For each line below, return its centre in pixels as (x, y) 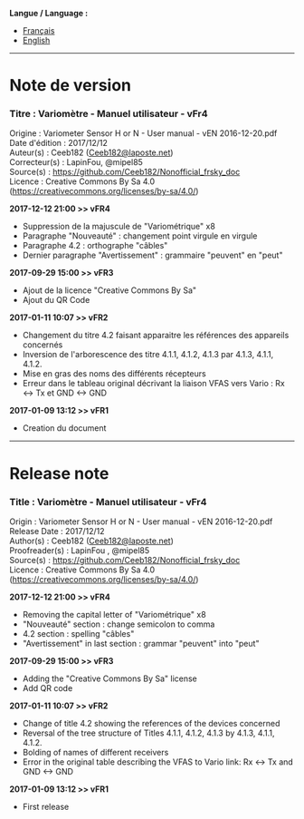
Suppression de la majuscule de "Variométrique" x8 (119, 227)
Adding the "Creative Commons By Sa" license (109, 678)
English (36, 40)
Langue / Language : (49, 13)
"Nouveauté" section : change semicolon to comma (119, 624)
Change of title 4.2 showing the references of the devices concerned (151, 723)
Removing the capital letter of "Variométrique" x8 (114, 614)
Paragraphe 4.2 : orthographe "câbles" (95, 246)
